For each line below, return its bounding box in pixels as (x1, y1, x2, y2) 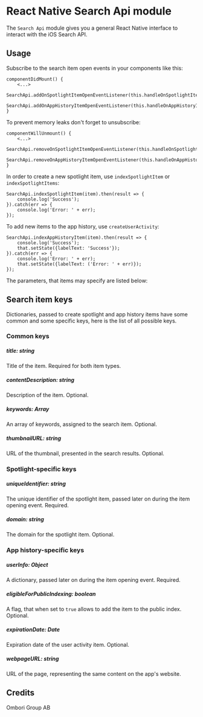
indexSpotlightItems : (6, 179, 60, 186)
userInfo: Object (6, 561, 48, 568)
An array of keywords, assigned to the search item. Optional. (6, 421, 157, 428)
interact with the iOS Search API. (6, 30, 88, 38)
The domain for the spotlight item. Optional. (6, 531, 115, 538)
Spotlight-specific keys (6, 465, 77, 473)
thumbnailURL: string (6, 435, 62, 442)
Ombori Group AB (6, 704, 51, 711)
